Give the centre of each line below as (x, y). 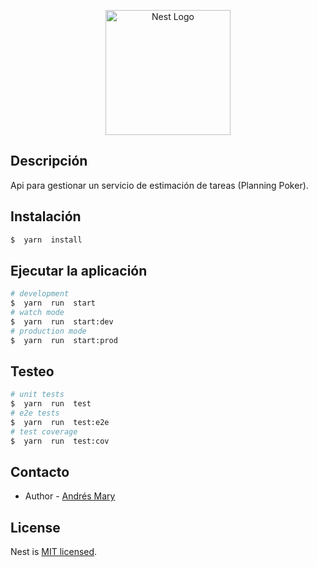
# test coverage (44, 431)
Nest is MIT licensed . (54, 552)
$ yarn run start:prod (64, 340)
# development (40, 294)
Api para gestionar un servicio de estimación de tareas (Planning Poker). (159, 185)
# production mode (48, 331)
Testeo (32, 371)
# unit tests (37, 395)
